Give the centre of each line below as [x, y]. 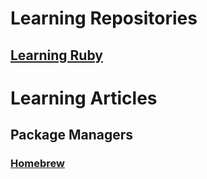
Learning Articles [84, 98]
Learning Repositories [104, 18]
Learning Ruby [56, 55]
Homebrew [37, 164]
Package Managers [72, 135]
